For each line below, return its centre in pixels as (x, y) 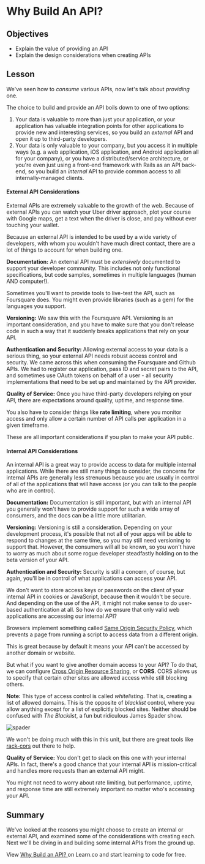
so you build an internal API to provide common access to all (104, 171)
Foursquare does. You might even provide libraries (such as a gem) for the (100, 300)
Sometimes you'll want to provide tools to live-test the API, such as (91, 293)
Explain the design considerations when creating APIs (83, 55)
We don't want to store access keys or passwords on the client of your (95, 590)
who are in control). (31, 490)
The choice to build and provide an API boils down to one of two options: (98, 107)
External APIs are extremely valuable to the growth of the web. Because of (100, 206)
